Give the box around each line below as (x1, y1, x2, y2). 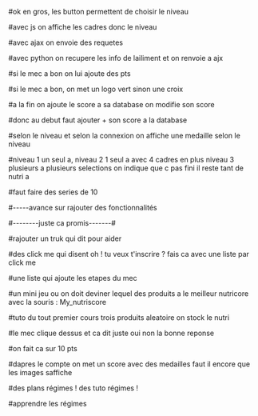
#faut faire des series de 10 (8, 187, 98, 197)
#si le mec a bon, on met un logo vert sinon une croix (8, 84, 184, 94)
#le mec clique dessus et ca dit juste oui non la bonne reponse (8, 328, 214, 338)
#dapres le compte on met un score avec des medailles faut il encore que (8, 359, 250, 369)
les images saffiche (8, 368, 73, 377)
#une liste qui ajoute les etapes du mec (8, 274, 137, 282)
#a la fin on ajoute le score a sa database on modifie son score (8, 100, 215, 109)
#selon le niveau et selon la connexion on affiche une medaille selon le (8, 131, 241, 140)
